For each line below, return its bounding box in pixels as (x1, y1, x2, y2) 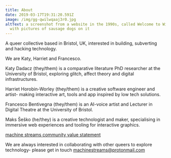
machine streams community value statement (5, 132, 101, 138)
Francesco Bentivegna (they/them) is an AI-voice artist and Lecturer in (5, 101, 153, 107)
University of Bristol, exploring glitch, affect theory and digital (5, 71, 134, 77)
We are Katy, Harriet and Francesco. (5, 55, 81, 61)
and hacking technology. (5, 46, 57, 52)
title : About (5, 7, 33, 13)
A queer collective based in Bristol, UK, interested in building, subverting (5, 40, 157, 46)
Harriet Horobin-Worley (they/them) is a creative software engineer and (5, 86, 155, 92)
